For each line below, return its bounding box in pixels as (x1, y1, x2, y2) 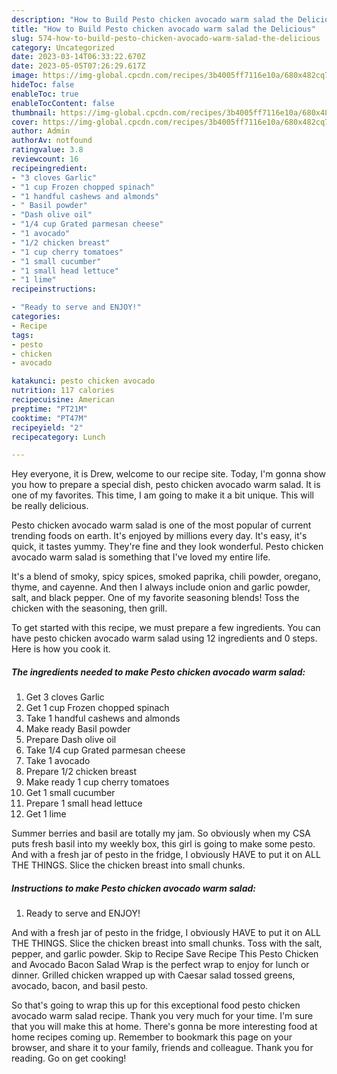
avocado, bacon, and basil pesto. (11, 980, 149, 992)
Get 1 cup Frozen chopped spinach (25, 702, 170, 714)
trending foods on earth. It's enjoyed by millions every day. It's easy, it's (11, 530, 308, 542)
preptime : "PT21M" (11, 404, 88, 414)
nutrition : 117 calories (11, 386, 115, 396)
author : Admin (11, 126, 71, 136)
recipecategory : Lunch (11, 432, 106, 442)
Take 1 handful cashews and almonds (25, 712, 181, 725)
